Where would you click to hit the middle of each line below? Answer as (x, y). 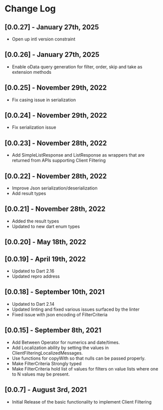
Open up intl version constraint (44, 39)
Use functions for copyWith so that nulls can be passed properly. (79, 358)
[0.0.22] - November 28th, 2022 (56, 176)
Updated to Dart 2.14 (33, 304)
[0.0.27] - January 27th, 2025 (52, 27)
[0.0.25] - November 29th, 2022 (56, 88)
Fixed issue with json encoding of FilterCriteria (60, 314)
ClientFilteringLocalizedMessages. (47, 353)
